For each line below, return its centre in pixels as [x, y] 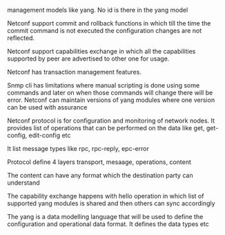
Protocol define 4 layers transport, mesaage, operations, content [99, 162]
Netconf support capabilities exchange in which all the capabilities [101, 51]
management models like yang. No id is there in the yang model [98, 10]
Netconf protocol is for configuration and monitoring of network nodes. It [111, 121]
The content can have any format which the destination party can [100, 175]
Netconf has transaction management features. [74, 72]
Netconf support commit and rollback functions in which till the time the [109, 23]
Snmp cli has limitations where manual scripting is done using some [104, 85]
